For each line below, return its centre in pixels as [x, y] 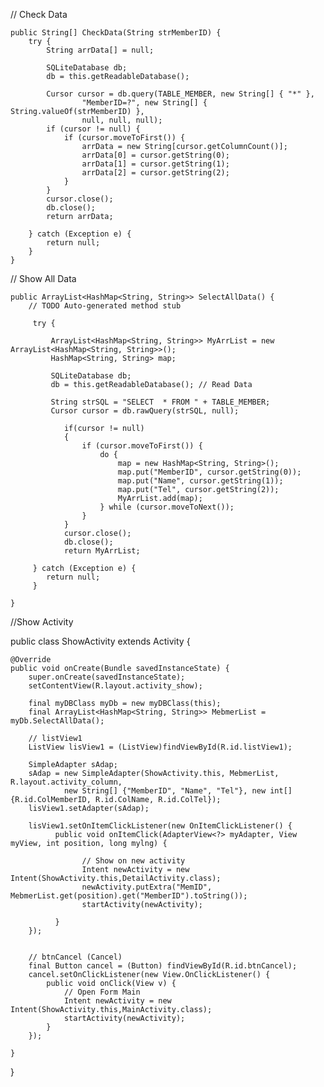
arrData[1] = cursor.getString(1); [155, 164]
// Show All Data [43, 278]
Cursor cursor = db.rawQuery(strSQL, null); [145, 411]
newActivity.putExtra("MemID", [147, 887]
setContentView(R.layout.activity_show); [115, 686]
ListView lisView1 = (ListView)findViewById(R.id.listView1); [160, 747]
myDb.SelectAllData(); [57, 721]
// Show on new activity [133, 861]
